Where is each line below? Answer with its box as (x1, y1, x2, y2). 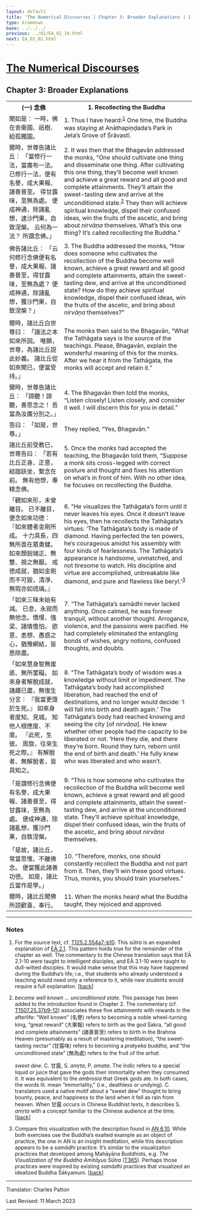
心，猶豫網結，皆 (9, 640, 57, 648)
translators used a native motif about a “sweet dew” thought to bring (14, 1087, 181, 1095)
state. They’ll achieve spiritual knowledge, (64, 813, 180, 821)
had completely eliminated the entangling (64, 629, 179, 638)
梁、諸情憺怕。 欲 (9, 622, 58, 630)
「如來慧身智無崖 (9, 660, 57, 668)
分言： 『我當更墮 (9, 695, 58, 703)
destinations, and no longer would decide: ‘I (64, 698, 184, 706)
